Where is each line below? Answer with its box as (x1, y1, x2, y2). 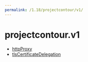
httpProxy (11, 46, 32, 52)
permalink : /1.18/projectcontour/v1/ (4, 7, 83, 13)
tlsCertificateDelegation (11, 51, 61, 57)
